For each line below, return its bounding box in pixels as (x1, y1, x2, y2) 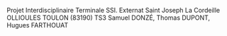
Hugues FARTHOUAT (6, 21, 69, 29)
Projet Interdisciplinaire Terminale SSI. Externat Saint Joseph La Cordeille (6, 6, 221, 14)
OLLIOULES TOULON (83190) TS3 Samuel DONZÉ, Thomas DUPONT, (6, 13, 211, 22)
